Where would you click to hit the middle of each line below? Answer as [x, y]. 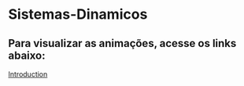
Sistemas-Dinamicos [78, 14]
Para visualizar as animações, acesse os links [122, 43]
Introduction [28, 74]
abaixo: [27, 55]
